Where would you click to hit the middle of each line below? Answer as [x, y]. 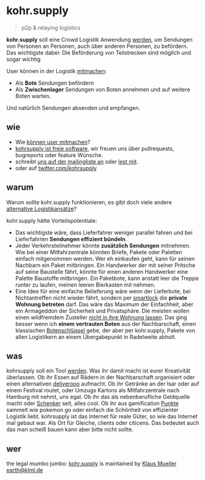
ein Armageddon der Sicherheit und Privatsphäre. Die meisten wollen [102, 311]
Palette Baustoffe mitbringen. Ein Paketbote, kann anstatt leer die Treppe [107, 278]
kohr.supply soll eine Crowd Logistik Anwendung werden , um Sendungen [99, 39]
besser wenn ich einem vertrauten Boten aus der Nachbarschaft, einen [106, 323]
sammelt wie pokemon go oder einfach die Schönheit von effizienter [92, 410]
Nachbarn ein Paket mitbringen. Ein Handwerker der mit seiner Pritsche [105, 265]
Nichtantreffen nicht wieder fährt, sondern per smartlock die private [101, 298]
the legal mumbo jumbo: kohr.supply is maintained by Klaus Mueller [91, 463]
